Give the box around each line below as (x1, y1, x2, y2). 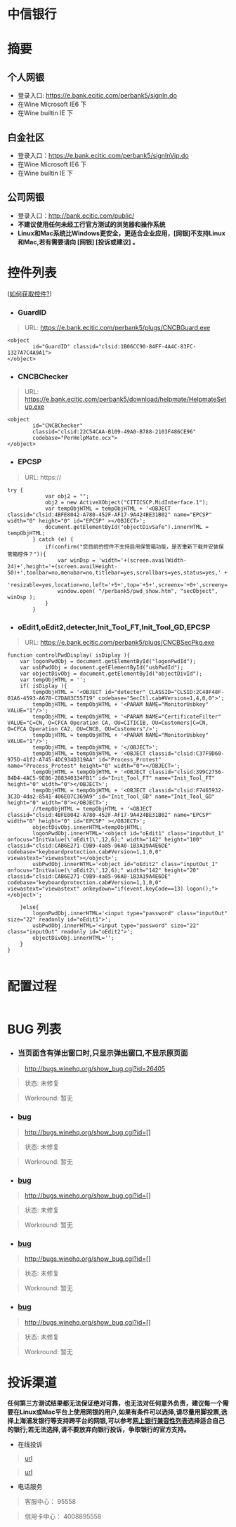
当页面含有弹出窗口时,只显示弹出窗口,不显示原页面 (17, 1048, 188, 1058)
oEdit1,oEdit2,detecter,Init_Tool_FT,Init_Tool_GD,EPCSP (17, 622, 211, 632)
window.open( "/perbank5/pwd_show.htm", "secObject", (57, 587, 218, 594)
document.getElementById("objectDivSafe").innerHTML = (44, 523, 209, 530)
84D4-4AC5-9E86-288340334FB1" (7, 774, 96, 782)
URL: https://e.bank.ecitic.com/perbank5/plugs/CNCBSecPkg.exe (24, 638, 215, 646)
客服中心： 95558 (24, 1497, 76, 1506)
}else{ (20, 903, 39, 910)
